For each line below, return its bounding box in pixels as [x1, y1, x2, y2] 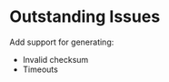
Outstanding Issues [9, 6, 161, 27]
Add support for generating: [9, 36, 114, 47]
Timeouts [22, 64, 59, 75]
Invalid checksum [22, 54, 89, 65]
